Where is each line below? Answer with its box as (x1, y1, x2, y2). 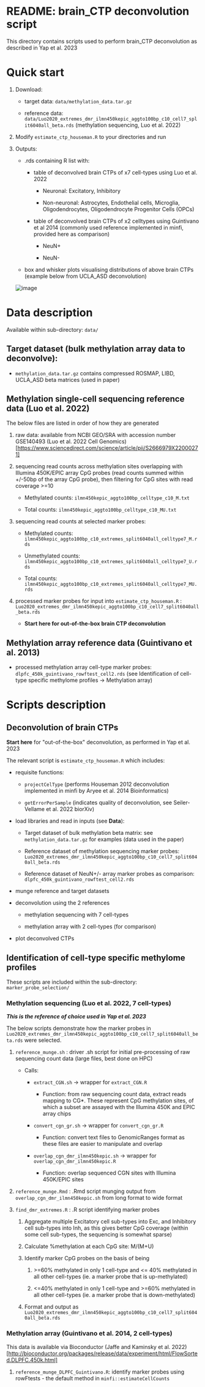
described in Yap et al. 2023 (6, 44, 78, 51)
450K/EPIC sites (42, 1176, 84, 1183)
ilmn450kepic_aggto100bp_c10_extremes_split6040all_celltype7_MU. (24, 581, 198, 588)
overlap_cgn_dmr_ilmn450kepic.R (33, 1159, 116, 1165)
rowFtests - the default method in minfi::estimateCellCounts (15, 1374, 170, 1381)
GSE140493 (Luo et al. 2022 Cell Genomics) (15, 438, 127, 445)
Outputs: (15, 145, 38, 152)
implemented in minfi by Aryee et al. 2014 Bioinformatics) (24, 787, 170, 794)
